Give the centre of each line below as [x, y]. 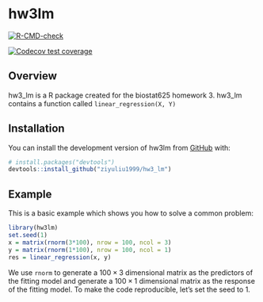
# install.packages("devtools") [61, 162]
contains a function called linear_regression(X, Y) [92, 103]
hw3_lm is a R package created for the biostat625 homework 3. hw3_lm [125, 95]
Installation [36, 129]
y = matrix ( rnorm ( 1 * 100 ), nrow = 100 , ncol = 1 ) [90, 250]
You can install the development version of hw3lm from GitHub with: [120, 147]
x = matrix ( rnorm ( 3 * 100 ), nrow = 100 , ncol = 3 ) [90, 243]
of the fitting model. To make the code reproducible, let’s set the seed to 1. [130, 289]
